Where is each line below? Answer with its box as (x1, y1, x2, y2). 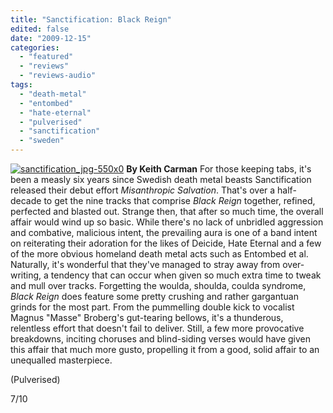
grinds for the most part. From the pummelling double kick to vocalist (10, 301, 295, 313)
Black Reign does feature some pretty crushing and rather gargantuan (10, 291, 299, 302)
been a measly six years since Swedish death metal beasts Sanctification (10, 174, 312, 185)
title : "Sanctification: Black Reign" (10, 14, 172, 25)
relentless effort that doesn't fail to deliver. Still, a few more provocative (10, 322, 305, 334)
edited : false (10, 24, 70, 34)
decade (10, 195, 42, 206)
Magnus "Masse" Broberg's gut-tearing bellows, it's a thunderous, (10, 312, 284, 323)
